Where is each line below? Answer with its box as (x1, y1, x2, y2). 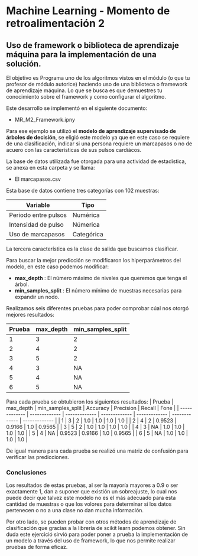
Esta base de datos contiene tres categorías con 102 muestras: (6, 187, 160, 194)
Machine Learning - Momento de (6, 4, 170, 18)
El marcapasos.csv (14, 175, 61, 183)
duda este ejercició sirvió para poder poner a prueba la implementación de (6, 531, 188, 538)
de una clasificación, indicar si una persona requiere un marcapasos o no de (6, 140, 193, 147)
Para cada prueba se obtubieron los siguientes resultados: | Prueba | (6, 398, 174, 405)
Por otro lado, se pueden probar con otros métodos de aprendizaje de (6, 518, 177, 525)
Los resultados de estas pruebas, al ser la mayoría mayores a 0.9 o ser (6, 482, 178, 489)
